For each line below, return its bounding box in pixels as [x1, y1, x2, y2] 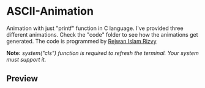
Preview [6, 73, 39, 84]
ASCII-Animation [6, 4, 94, 18]
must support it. [6, 56, 47, 63]
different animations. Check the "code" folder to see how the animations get [6, 31, 198, 38]
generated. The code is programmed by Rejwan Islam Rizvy [6, 37, 157, 45]
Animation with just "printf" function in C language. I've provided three [6, 24, 184, 32]
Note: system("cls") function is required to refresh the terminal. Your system [6, 49, 199, 56]
